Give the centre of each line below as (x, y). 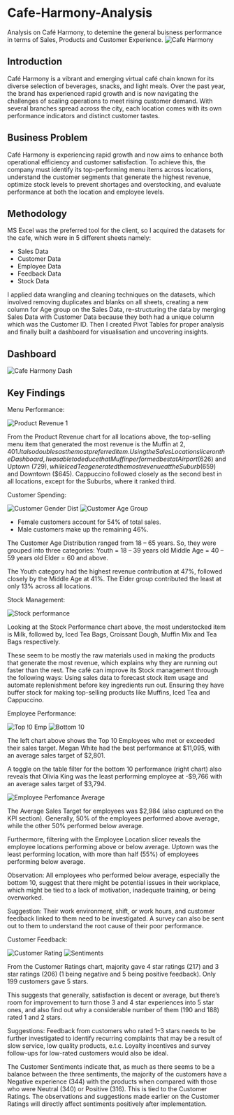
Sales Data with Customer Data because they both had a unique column (111, 317)
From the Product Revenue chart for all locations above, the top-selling (109, 436)
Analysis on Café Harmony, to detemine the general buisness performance (115, 32)
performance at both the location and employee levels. (86, 192)
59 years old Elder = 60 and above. (58, 558)
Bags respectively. (34, 642)
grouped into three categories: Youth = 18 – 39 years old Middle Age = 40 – (116, 550)
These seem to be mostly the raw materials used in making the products (111, 655)
